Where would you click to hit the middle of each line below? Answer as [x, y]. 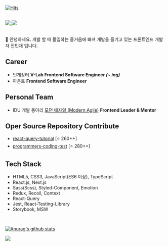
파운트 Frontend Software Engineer [50, 81]
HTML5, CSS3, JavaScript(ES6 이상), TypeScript [63, 177]
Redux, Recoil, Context [36, 193]
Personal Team [29, 97]
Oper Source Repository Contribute [62, 126]
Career [16, 62]
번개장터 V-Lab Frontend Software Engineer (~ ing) [66, 75]
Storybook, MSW [30, 209]
